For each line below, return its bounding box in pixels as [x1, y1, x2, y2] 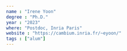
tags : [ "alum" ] [6, 36, 46, 42]
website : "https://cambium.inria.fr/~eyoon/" [6, 30, 122, 36]
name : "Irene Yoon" [6, 8, 57, 15]
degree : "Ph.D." [6, 14, 49, 20]
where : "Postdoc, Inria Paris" [6, 25, 83, 31]
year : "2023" [6, 19, 41, 25]
